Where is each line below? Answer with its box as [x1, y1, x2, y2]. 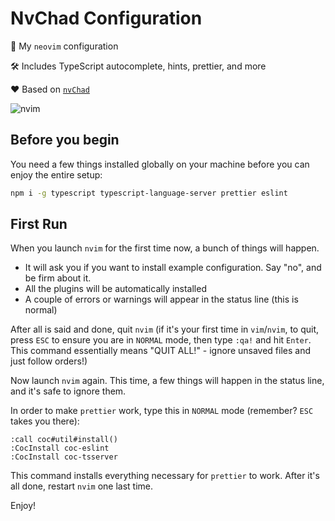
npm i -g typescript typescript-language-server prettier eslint [10, 188, 288, 198]
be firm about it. [24, 272, 92, 284]
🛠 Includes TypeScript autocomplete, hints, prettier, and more [10, 60, 267, 72]
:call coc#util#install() [10, 435, 118, 445]
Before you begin [10, 132, 120, 149]
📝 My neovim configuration [10, 40, 119, 52]
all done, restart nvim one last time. [10, 480, 153, 492]
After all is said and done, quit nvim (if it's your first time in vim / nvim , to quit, [10, 323, 320, 336]
